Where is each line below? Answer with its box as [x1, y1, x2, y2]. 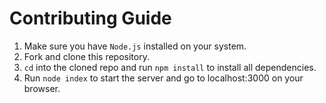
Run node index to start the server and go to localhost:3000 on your [23, 72, 304, 84]
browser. [23, 82, 61, 94]
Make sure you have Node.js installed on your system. [23, 40, 247, 52]
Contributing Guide [9, 7, 172, 30]
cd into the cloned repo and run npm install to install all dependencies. [23, 61, 317, 73]
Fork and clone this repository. [23, 50, 150, 62]
